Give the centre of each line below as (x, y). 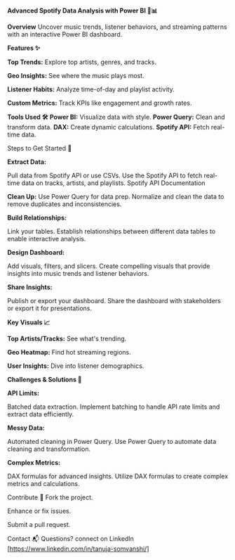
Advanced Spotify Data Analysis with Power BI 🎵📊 (82, 11)
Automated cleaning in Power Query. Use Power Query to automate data (112, 441)
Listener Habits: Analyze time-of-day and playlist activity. (91, 89)
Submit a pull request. (39, 524)
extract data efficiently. (41, 414)
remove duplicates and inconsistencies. (65, 204)
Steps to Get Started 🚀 (40, 148)
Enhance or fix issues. (39, 511)
